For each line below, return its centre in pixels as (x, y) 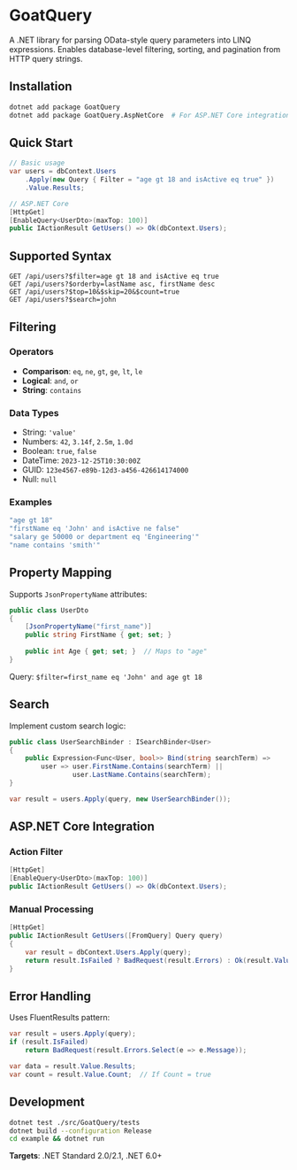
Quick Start (41, 142)
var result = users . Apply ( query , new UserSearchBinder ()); (120, 799)
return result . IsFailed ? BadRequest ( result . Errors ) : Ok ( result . (150, 960)
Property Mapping (61, 573)
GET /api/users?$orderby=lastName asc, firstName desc (112, 284)
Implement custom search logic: (68, 726)
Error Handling (50, 997)
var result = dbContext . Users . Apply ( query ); (108, 952)
